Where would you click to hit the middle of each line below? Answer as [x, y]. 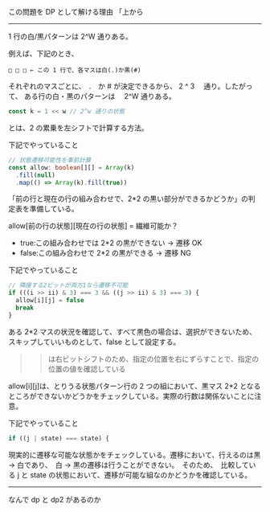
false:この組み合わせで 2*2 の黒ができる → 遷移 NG [105, 253]
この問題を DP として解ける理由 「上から [76, 12]
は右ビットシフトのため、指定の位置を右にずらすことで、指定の [153, 358]
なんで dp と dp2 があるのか [55, 499]
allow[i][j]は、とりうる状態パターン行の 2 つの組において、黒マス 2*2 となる [135, 386]
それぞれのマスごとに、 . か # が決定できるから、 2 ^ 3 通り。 [117, 86]
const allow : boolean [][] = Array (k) [72, 167]
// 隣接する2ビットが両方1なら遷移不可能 [68, 285]
